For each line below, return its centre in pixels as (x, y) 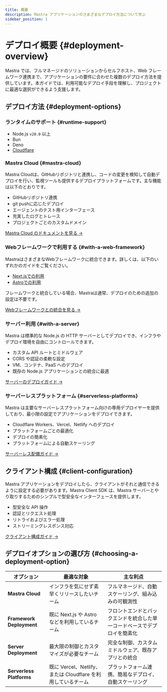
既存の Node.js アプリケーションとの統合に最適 (61, 371)
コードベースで (130, 626)
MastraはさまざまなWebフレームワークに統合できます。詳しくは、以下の (80, 259)
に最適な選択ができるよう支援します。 (44, 89)
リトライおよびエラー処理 (39, 520)
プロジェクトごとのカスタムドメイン (49, 223)
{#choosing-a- (115, 554)
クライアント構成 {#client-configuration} (69, 471)
